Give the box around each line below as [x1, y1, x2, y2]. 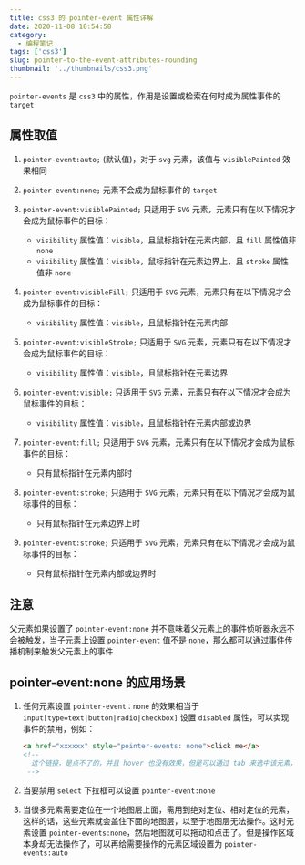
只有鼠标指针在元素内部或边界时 [36, 567, 157, 579]
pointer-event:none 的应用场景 [9, 674, 186, 690]
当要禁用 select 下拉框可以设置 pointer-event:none [22, 785, 216, 796]
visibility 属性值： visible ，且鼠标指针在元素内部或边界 [36, 417, 252, 428]
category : [9, 30, 47, 39]
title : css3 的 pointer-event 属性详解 [9, 13, 154, 23]
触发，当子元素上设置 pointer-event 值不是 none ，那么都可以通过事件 [25, 634, 285, 645]
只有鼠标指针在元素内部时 [36, 467, 133, 479]
